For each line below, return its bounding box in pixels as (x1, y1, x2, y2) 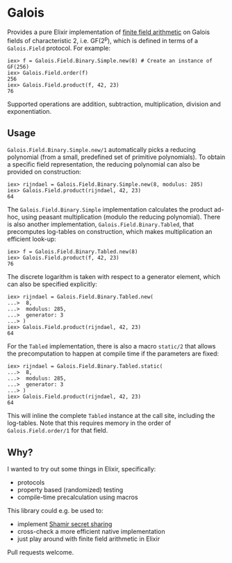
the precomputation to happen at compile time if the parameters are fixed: (7, 349, 219, 358)
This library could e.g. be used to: (7, 507, 104, 515)
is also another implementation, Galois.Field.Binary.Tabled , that (7, 220, 194, 228)
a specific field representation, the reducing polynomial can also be (7, 160, 200, 169)
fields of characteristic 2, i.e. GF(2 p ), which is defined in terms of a (7, 35, 199, 44)
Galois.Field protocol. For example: (7, 44, 111, 52)
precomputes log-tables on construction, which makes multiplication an (7, 228, 213, 236)
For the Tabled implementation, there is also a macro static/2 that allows (7, 342, 217, 351)
